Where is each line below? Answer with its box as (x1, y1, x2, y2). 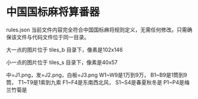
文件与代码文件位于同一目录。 (16, 33, 90, 40)
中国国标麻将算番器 (6, 5, 100, 19)
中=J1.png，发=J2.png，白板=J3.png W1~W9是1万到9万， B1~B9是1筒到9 (6, 71, 187, 78)
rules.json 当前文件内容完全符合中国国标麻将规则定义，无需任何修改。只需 (6, 26, 187, 33)
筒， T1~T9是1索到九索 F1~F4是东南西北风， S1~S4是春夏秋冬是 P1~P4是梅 (6, 78, 190, 86)
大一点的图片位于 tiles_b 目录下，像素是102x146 (6, 46, 123, 53)
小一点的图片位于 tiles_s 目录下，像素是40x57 (6, 59, 118, 66)
